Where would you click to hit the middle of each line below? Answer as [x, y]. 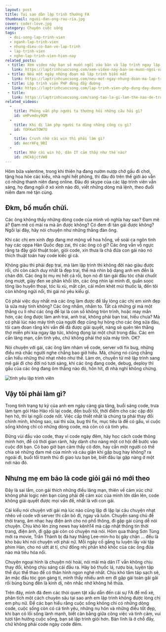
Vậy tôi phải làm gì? [36, 394]
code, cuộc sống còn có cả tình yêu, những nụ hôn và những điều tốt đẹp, [81, 608]
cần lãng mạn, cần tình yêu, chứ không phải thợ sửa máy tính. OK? [72, 338]
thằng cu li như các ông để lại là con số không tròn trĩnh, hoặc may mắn [78, 312]
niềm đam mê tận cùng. [29, 192]
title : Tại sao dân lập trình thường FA [47, 14]
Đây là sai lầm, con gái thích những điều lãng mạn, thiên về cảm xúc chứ [79, 490]
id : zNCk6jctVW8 [31, 157]
